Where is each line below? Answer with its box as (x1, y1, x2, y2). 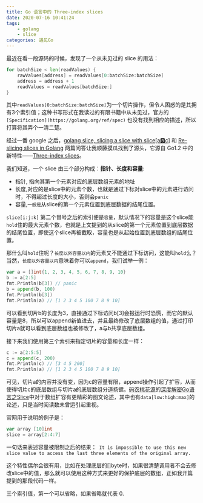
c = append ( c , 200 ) (6, 355, 56, 361)
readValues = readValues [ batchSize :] (17, 83, 113, 90)
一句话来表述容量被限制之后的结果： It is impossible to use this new (6, 443, 187, 451)
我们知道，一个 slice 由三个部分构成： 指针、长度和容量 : (6, 165, 145, 172)
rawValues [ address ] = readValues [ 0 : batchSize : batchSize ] (17, 72, 164, 78)
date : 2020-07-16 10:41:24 (6, 15, 75, 21)
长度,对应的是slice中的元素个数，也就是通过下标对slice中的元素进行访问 (15, 186, 194, 193)
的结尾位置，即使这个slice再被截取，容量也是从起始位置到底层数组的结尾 (6, 229, 188, 236)
